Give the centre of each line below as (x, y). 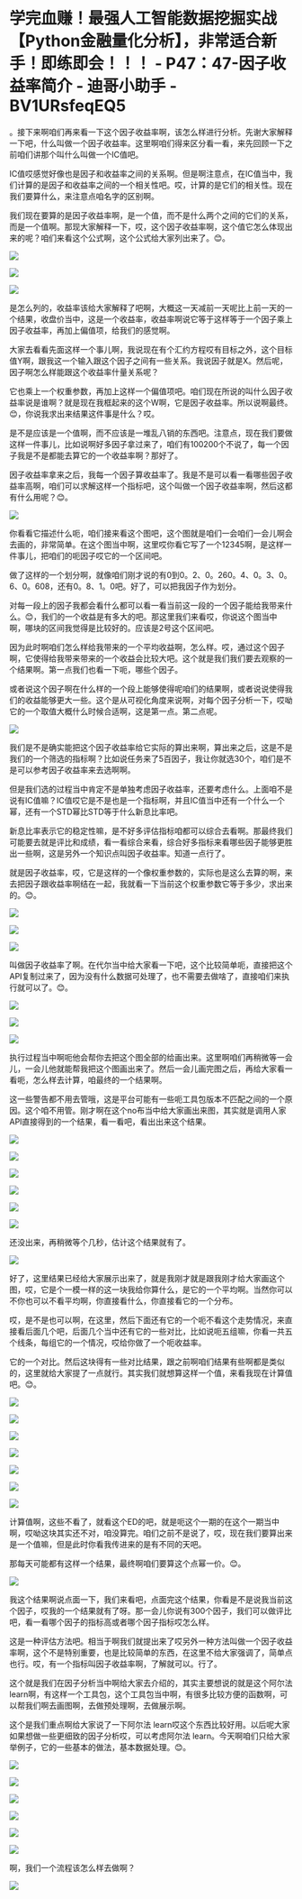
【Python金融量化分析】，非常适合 (135, 41)
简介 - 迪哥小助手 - (109, 86)
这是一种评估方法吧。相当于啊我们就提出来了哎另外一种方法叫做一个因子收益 (151, 1641)
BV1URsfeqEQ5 (68, 106)
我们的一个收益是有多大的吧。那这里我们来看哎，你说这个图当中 (159, 616)
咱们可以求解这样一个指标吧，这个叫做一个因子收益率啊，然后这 (166, 486)
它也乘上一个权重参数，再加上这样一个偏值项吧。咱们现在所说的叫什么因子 (147, 391)
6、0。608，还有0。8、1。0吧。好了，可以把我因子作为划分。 (125, 586)
